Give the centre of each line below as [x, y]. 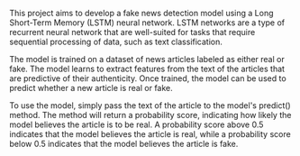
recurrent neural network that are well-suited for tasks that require [132, 32]
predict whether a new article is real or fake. [91, 88]
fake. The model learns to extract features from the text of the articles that [147, 69]
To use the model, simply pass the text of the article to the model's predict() [150, 106]
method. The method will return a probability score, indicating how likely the [150, 115]
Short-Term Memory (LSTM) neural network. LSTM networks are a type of [147, 23]
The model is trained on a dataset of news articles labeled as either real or [147, 59]
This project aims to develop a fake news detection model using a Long [141, 13]
